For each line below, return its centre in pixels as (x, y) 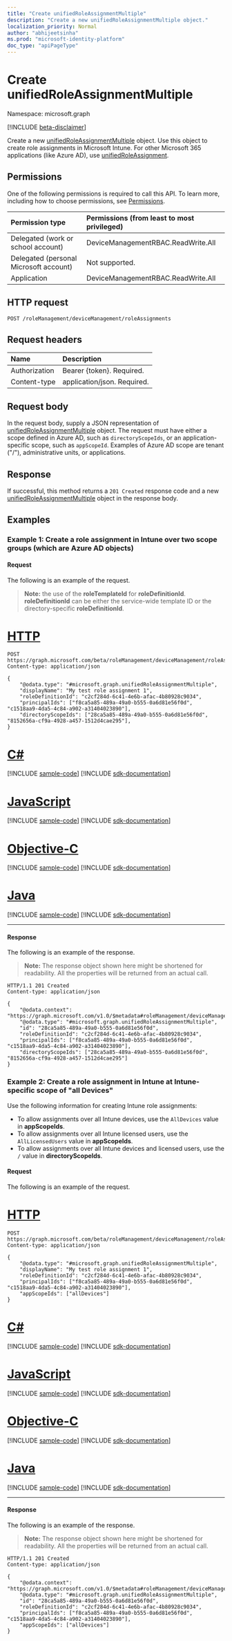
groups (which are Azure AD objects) (70, 548)
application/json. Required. (106, 382)
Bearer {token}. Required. (103, 371)
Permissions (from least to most (140, 218)
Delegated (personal (44, 258)
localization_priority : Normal (52, 26)
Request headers (45, 339)
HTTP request (38, 302)
